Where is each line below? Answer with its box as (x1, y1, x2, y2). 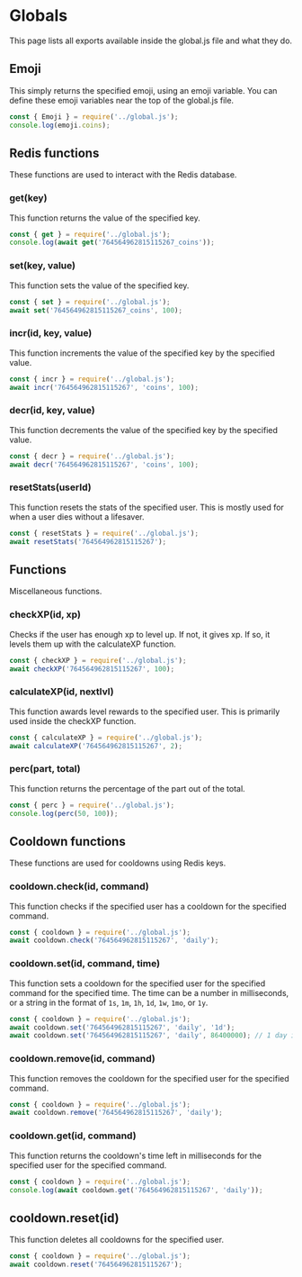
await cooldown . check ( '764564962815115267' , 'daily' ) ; (9, 936, 219, 946)
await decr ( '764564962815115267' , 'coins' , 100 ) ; (9, 460, 200, 469)
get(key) (9, 192, 48, 204)
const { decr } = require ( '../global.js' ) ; (9, 451, 175, 460)
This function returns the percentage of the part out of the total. (9, 783, 245, 793)
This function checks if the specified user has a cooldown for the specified (9, 901, 288, 911)
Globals (9, 5, 68, 26)
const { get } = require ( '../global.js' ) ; (9, 230, 171, 239)
